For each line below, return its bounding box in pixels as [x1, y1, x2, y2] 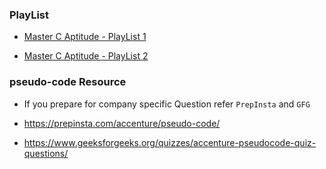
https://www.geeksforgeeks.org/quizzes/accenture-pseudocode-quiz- [23, 136, 317, 148]
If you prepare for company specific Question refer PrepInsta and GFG [23, 98, 311, 110]
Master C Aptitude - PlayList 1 [23, 31, 147, 43]
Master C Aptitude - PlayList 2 [23, 50, 149, 62]
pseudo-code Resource [9, 75, 127, 89]
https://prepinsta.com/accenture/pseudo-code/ [23, 117, 221, 129]
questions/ [23, 147, 69, 159]
